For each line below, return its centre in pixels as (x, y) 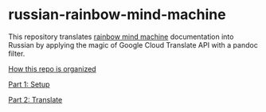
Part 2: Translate (35, 99)
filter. (17, 53)
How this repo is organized (53, 68)
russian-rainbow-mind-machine (117, 15)
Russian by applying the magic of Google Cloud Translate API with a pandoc (133, 44)
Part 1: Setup (29, 84)
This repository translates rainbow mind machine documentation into (121, 37)
